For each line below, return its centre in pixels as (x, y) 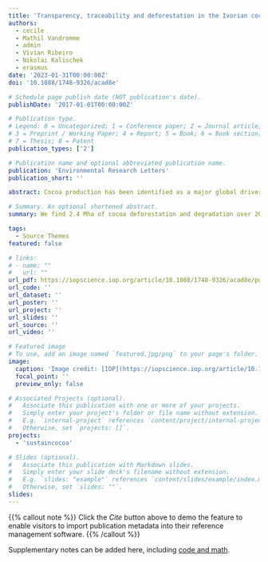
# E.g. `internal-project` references (77, 421)
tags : (17, 229)
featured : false (35, 243)
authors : (23, 23)
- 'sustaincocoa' (44, 443)
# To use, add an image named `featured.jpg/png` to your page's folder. (134, 354)
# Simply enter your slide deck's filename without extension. (119, 472)
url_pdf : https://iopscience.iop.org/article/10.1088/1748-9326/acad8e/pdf (137, 281)
